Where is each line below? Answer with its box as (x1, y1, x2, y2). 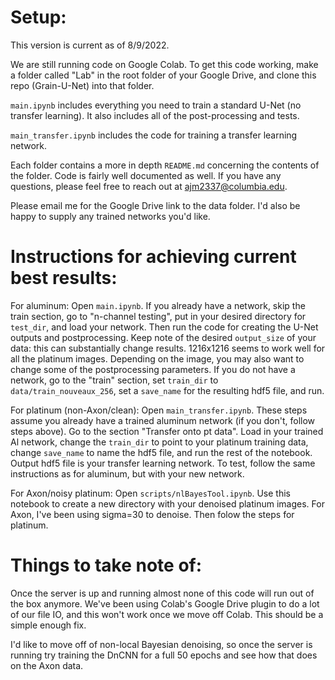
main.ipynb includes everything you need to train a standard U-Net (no (10, 99, 302, 111)
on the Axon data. (10, 659, 84, 671)
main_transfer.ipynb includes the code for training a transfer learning (10, 129, 298, 141)
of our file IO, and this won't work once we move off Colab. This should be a (10, 608, 324, 620)
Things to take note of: (10, 554, 203, 577)
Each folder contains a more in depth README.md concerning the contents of (10, 159, 320, 171)
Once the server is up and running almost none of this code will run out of (10, 587, 315, 599)
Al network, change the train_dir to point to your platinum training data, (10, 436, 309, 448)
